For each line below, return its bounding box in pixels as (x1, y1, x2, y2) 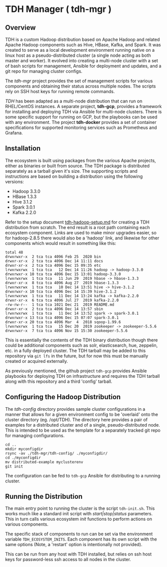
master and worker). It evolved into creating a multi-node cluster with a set (5, 58, 158, 63)
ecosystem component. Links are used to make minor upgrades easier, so (5, 229, 157, 235)
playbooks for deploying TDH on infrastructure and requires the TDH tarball (5, 373, 160, 379)
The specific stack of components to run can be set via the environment (5, 531, 153, 537)
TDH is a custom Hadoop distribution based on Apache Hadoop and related (5, 36, 160, 42)
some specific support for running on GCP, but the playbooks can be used (5, 114, 158, 120)
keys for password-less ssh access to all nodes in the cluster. (5, 557, 131, 563)
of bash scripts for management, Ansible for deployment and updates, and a (5, 63, 162, 69)
